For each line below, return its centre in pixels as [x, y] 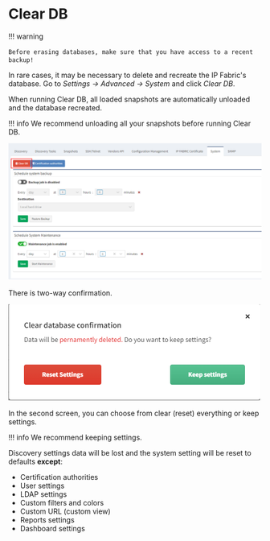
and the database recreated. [55, 107]
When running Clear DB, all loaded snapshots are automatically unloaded [129, 99]
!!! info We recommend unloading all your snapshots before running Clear [130, 123]
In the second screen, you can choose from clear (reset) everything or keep [134, 413]
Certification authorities [59, 477]
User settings [42, 486]
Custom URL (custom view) [65, 511]
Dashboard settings [53, 529]
